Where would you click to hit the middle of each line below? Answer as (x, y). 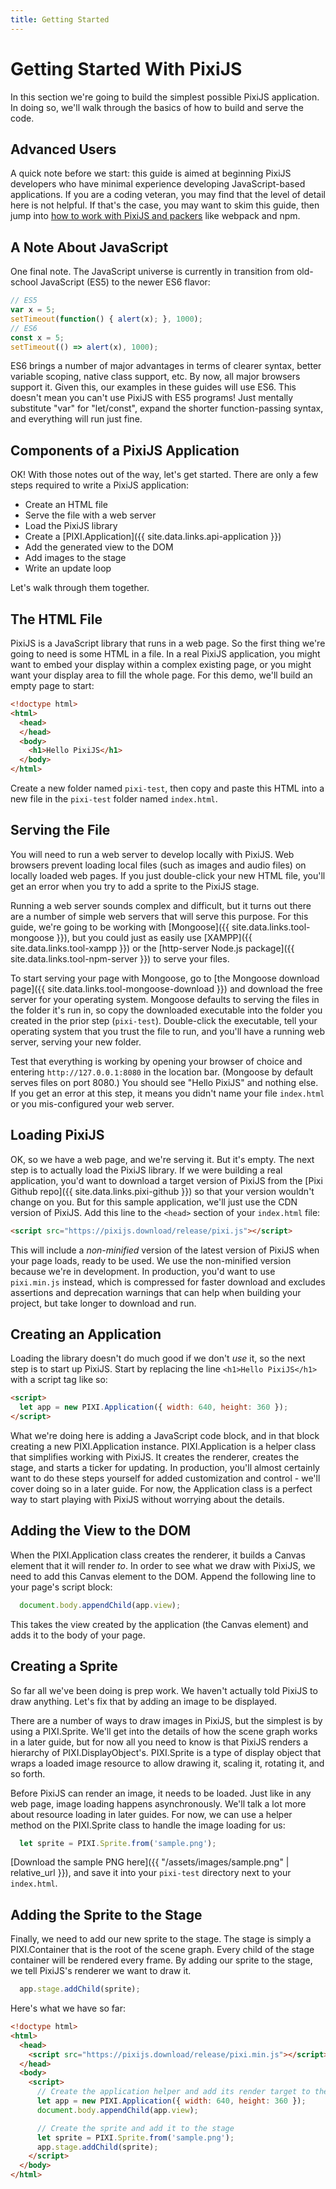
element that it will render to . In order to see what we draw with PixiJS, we (163, 1565)
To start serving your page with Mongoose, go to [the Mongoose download (165, 978)
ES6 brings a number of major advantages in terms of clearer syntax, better (166, 366)
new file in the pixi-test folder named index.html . (114, 799)
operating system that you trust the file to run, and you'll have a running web (168, 1031)
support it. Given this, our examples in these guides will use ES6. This (153, 387)
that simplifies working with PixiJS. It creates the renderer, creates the (155, 1457)
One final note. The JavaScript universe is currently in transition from (152, 272)
